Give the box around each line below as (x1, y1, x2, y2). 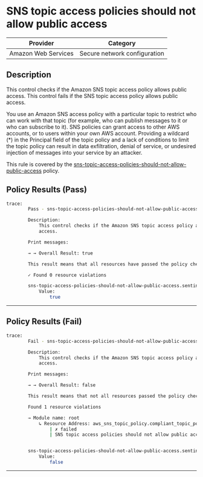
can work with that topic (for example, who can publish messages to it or (6, 117, 188, 124)
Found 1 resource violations (28, 404, 101, 410)
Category (108, 39, 136, 47)
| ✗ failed (49, 426, 77, 432)
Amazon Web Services (9, 49, 74, 57)
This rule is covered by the (6, 160, 72, 167)
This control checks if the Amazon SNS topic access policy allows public (6, 86, 187, 93)
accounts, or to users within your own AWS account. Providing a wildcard (6, 129, 189, 137)
